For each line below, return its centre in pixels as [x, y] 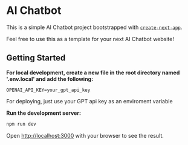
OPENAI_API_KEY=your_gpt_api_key [48, 90]
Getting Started [36, 58]
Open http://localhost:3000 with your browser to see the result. [85, 135]
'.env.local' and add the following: [50, 79]
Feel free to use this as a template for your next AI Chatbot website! [90, 39]
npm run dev [21, 124]
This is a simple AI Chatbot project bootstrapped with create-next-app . [94, 27]
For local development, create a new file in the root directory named [93, 72]
